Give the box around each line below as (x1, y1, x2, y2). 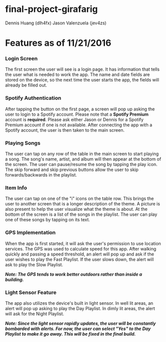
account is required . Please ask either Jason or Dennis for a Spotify (5, 116, 144, 122)
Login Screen (5, 55, 38, 62)
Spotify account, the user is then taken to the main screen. (5, 127, 125, 133)
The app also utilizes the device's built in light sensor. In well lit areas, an (5, 300, 154, 306)
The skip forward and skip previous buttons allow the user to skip (5, 167, 139, 172)
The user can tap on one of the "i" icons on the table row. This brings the (5, 195, 154, 202)
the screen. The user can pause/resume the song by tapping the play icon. (5, 162, 158, 168)
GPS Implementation (5, 229, 56, 236)
